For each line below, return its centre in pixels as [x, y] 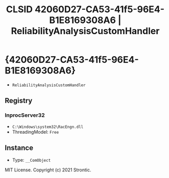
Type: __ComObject [31, 160]
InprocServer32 [25, 115]
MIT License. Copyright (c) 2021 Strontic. [48, 170]
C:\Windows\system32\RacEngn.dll [48, 127]
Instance [19, 148]
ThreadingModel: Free [35, 132]
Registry [19, 101]
